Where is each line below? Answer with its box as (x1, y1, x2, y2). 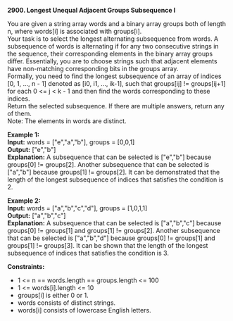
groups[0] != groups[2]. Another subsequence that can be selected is (7, 160, 210, 168)
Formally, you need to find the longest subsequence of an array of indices (7, 72, 222, 80)
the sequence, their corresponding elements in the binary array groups (7, 49, 213, 58)
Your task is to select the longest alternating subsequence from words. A (7, 34, 219, 43)
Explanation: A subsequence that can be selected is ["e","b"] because (7, 153, 212, 161)
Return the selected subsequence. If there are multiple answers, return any (7, 102, 225, 110)
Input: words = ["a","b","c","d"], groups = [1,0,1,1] (7, 204, 148, 212)
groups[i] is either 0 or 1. (17, 291, 89, 299)
